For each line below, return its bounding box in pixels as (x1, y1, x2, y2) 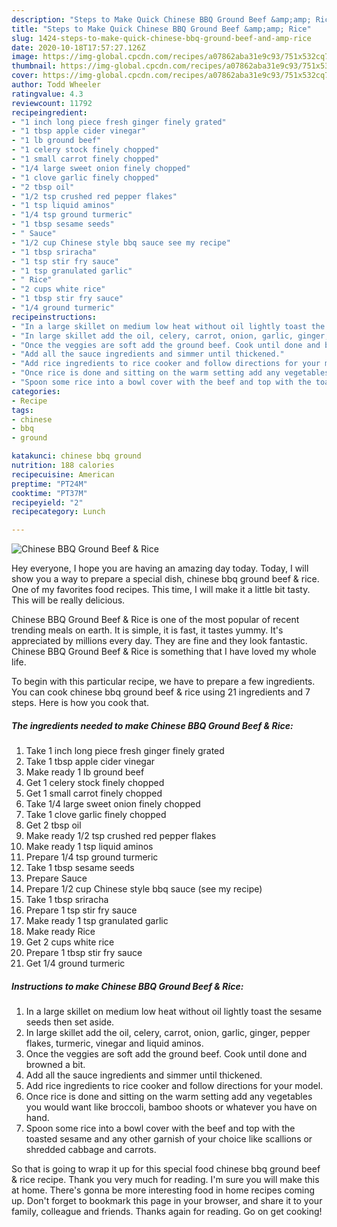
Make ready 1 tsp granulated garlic (25, 915, 169, 927)
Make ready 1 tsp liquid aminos (25, 841, 154, 853)
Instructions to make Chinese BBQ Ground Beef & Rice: (11, 980, 244, 992)
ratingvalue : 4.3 (11, 89, 84, 99)
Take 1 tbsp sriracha (25, 894, 109, 906)
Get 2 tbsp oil (25, 819, 82, 831)
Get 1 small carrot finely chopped (25, 787, 163, 800)
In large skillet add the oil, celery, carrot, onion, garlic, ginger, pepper (25, 1027, 311, 1039)
